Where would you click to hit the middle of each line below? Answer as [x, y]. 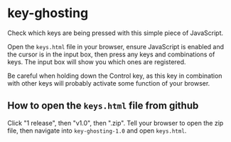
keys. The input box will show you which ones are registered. [97, 61]
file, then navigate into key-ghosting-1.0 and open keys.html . [97, 131]
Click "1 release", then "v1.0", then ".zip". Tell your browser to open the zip [116, 123]
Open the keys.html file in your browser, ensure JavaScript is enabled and [116, 46]
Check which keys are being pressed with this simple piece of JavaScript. [116, 33]
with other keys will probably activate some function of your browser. [109, 83]
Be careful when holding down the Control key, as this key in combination [115, 76]
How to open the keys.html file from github [103, 106]
